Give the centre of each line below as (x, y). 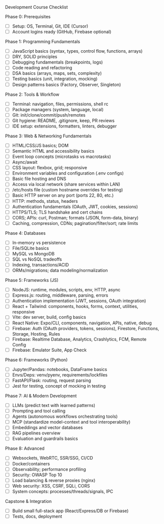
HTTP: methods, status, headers (45, 201)
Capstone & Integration (28, 501)
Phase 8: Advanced (25, 448)
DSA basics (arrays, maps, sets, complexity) (57, 73)
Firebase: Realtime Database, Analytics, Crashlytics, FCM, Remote (79, 339)
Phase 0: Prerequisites (28, 16)
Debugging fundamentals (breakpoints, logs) (57, 62)
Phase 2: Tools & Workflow (32, 94)
